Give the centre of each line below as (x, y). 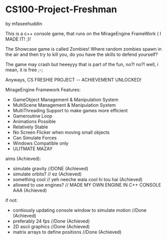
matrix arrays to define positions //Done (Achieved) (67, 232)
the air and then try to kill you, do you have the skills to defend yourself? (82, 54)
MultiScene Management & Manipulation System (64, 105)
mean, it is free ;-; (24, 70)
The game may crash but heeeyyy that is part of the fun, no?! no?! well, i (82, 64)
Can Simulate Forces (35, 137)
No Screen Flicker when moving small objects (61, 132)
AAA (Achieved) (30, 190)
